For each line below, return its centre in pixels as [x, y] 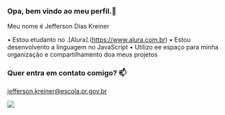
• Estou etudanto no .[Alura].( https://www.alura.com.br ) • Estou [99, 40]
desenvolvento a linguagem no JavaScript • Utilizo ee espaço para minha [113, 47]
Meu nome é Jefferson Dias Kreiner [58, 26]
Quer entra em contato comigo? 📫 [67, 73]
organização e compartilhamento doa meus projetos [82, 54]
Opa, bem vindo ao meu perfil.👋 [62, 11]
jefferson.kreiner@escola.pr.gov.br [57, 91]
